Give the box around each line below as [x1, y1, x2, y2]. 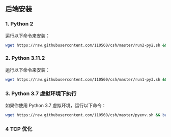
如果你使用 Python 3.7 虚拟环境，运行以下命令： [5, 102, 106, 109]
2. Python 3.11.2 [5, 55, 45, 62]
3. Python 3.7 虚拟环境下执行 [5, 90, 77, 97]
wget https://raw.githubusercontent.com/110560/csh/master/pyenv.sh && [5, 113, 160, 118]
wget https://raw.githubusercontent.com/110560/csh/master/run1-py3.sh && [5, 77, 167, 82]
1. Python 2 [5, 20, 34, 27]
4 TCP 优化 [5, 125, 33, 132]
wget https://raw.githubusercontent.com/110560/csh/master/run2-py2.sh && [5, 43, 167, 48]
